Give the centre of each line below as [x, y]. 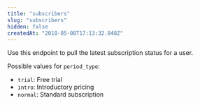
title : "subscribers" [39, 14]
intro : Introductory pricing [56, 87]
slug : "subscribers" [37, 20]
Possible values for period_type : [53, 66]
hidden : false [28, 26]
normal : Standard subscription [60, 95]
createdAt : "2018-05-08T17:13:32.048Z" [65, 33]
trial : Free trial [40, 80]
